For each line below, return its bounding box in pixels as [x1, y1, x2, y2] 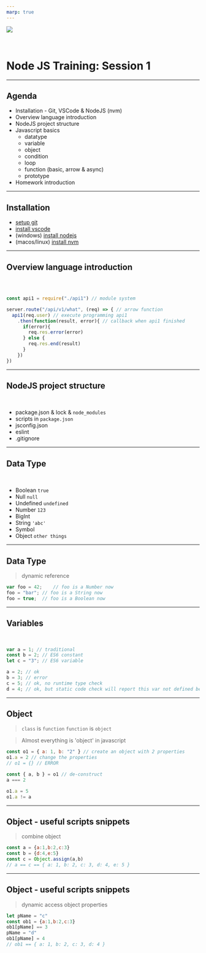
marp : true [6, 9, 34, 15]
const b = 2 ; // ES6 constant [6, 652, 84, 658]
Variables [6, 618, 44, 629]
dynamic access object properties [21, 901, 108, 908]
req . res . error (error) [28, 329, 84, 335]
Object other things [15, 532, 67, 540]
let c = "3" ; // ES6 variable [6, 658, 84, 664]
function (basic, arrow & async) [24, 166, 104, 173]
